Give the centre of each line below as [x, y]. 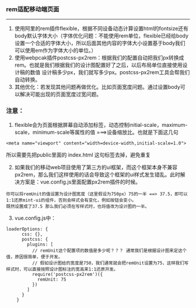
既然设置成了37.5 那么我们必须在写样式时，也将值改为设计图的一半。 [78, 206]
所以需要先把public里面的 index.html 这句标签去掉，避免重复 [78, 155]
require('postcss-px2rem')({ [67, 274]
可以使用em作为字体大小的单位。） [55, 50]
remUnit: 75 [52, 279]
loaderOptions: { [27, 229]
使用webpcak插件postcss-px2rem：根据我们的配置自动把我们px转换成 [99, 58]
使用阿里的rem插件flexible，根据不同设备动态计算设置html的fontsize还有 [101, 29]
